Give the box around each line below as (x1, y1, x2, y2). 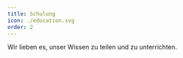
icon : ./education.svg (7, 17, 75, 24)
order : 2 (7, 23, 33, 30)
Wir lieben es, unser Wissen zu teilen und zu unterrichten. (7, 43, 177, 52)
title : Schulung (7, 10, 56, 18)
